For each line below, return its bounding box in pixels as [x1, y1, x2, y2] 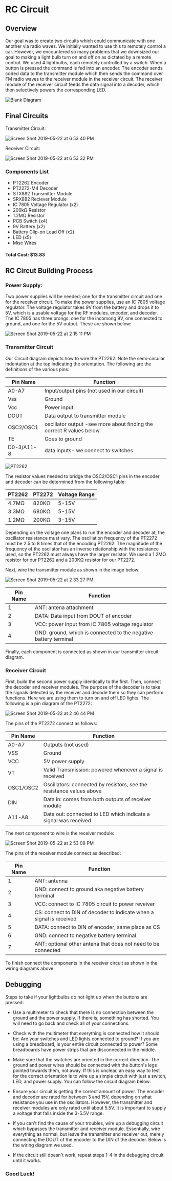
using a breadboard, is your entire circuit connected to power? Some [12, 1041, 158, 1047]
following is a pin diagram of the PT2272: [5, 700, 92, 706]
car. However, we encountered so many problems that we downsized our [5, 49, 160, 54]
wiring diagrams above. [5, 965, 55, 971]
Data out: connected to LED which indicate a [43, 810, 150, 818]
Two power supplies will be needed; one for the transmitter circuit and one [5, 293, 162, 300]
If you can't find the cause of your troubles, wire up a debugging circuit [12, 1120, 163, 1126]
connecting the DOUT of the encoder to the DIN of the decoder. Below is [12, 1136, 166, 1142]
